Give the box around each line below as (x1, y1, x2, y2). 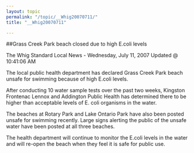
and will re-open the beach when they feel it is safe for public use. (6, 141, 165, 148)
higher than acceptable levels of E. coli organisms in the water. (6, 99, 157, 106)
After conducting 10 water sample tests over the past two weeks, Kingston (6, 87, 185, 94)
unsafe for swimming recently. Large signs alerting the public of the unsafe (6, 117, 187, 124)
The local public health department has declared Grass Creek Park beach (6, 69, 183, 76)
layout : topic (6, 8, 41, 15)
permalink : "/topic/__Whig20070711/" (6, 14, 98, 20)
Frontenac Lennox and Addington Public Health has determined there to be (6, 93, 187, 100)
